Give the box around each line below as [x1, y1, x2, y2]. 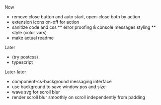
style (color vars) [11, 30, 47, 35]
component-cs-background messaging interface [11, 79, 112, 84]
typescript [11, 59, 33, 65]
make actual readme [11, 35, 54, 41]
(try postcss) [11, 54, 38, 60]
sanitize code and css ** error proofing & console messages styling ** [11, 24, 156, 30]
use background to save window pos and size [11, 84, 106, 90]
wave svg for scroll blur [11, 89, 60, 95]
